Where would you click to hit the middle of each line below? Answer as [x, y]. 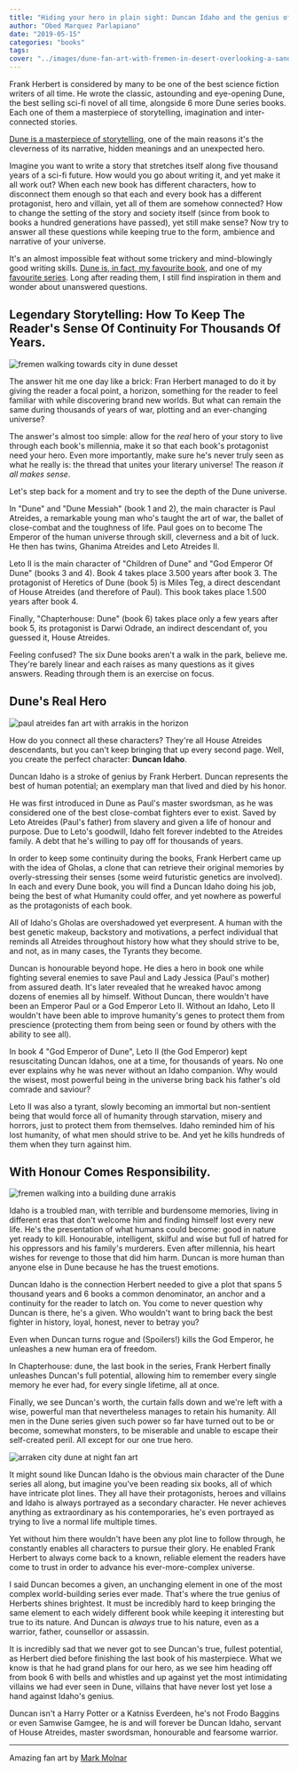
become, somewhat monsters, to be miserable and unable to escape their [144, 1431]
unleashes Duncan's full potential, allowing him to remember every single [143, 1375]
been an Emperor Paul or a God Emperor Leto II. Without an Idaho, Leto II [142, 1006]
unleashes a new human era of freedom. [83, 1349]
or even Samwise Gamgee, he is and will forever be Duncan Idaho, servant [145, 1723]
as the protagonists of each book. [71, 905]
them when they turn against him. [71, 1144]
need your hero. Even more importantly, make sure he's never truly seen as [146, 455]
